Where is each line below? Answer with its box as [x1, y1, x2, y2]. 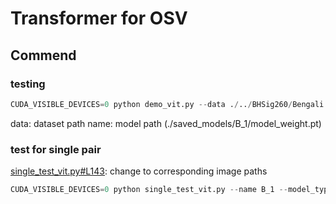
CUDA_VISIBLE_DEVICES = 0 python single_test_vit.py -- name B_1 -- [10, 185, 288, 195]
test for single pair [10, 142, 102, 156]
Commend [10, 47, 77, 64]
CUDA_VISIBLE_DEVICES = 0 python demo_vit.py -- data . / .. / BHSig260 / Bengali [10, 99, 325, 109]
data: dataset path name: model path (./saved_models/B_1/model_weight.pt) [10, 117, 322, 129]
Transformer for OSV [10, 7, 188, 30]
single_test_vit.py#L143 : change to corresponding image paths [10, 165, 268, 177]
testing [10, 77, 46, 91]
